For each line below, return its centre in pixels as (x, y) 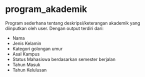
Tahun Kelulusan (29, 70)
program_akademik (46, 9)
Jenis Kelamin (27, 43)
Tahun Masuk (26, 64)
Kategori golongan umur (37, 48)
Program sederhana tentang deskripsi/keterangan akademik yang (73, 23)
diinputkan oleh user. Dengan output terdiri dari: (54, 28)
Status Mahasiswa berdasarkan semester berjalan (64, 59)
